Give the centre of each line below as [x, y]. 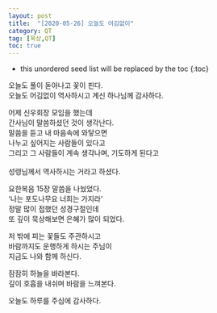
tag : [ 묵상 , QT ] [32, 38]
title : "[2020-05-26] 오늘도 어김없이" [71, 23]
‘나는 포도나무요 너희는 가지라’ [56, 199]
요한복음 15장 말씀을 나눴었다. [55, 189]
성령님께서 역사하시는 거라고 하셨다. [65, 172]
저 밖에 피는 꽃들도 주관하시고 [55, 236]
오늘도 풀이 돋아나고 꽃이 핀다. [56, 86]
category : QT [30, 31]
